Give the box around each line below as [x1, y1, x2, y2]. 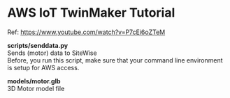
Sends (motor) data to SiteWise [7, 49, 97, 57]
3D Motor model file [7, 84, 65, 92]
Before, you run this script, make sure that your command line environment [7, 56, 223, 64]
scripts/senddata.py [7, 41, 69, 49]
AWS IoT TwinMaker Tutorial [7, 5, 175, 21]
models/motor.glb [7, 76, 61, 85]
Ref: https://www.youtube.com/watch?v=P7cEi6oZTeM [7, 28, 166, 36]
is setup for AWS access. [7, 63, 80, 72]
